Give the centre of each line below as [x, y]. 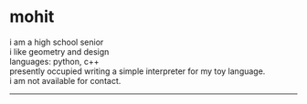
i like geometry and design [59, 51]
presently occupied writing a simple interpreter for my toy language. [138, 71]
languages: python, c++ [54, 61]
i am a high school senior [57, 42]
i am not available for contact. [65, 80]
